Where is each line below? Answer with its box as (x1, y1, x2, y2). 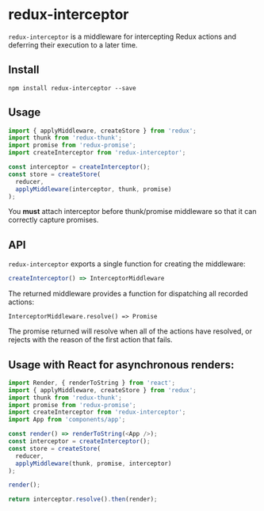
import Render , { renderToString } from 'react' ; (8, 379, 176, 387)
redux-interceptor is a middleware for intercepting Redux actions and (8, 32, 236, 41)
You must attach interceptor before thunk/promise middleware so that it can (8, 207, 257, 216)
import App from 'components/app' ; (8, 416, 126, 424)
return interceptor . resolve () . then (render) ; (8, 495, 158, 504)
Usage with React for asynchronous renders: (8, 358, 235, 372)
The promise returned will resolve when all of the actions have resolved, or (8, 326, 252, 336)
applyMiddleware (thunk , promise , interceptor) (15, 460, 172, 467)
